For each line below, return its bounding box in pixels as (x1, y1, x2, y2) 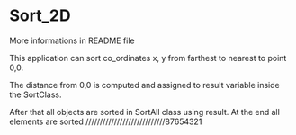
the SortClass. (9, 89, 62, 100)
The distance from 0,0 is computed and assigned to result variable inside (9, 79, 281, 90)
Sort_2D (9, 5, 71, 26)
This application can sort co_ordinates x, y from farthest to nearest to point (9, 52, 287, 63)
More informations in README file (9, 35, 135, 46)
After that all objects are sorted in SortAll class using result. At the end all (9, 106, 281, 117)
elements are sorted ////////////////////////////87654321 (9, 116, 202, 127)
